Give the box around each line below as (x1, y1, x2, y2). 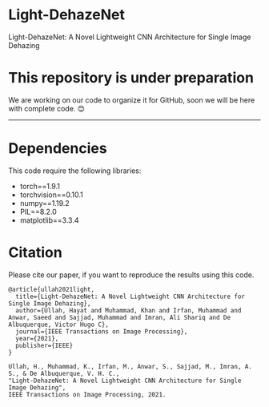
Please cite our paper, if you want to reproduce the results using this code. (8, 270, 255, 280)
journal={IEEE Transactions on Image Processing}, (15, 327, 188, 336)
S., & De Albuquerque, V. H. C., (8, 369, 120, 377)
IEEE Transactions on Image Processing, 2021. (8, 390, 167, 398)
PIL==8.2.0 (19, 207, 58, 216)
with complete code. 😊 (8, 103, 86, 113)
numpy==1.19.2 (19, 198, 70, 208)
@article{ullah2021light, (8, 285, 94, 293)
